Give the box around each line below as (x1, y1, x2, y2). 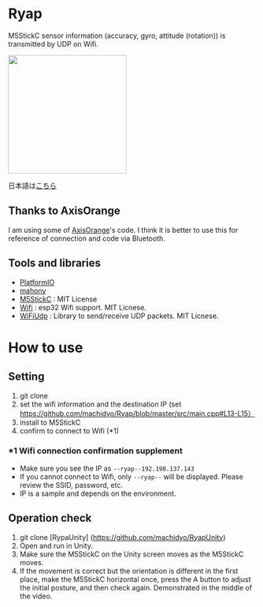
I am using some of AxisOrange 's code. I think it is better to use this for (8, 225, 239, 234)
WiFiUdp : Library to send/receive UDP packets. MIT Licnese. (19, 311, 219, 320)
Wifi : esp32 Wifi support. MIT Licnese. (19, 302, 147, 312)
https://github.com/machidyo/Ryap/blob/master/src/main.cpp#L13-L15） (19, 408, 256, 418)
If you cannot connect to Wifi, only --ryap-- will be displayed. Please (19, 471, 244, 481)
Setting (8, 370, 45, 384)
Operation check (8, 511, 92, 525)
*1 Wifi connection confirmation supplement (8, 445, 183, 456)
